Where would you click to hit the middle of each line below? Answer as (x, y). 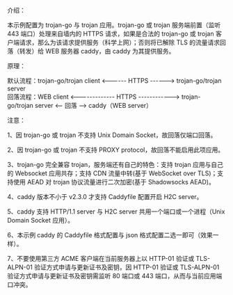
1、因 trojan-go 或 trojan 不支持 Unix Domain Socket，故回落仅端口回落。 (112, 135)
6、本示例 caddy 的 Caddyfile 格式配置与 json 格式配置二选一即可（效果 (110, 235)
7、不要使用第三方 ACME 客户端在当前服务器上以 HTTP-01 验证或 (101, 258)
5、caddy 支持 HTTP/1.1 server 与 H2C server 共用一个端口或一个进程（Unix (116, 212)
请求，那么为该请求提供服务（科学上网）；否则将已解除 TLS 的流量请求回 (122, 42)
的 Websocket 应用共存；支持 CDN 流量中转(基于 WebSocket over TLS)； (112, 173)
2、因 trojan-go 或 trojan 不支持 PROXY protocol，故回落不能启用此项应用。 (116, 150)
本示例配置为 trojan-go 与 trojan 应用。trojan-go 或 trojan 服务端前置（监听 (114, 25)
